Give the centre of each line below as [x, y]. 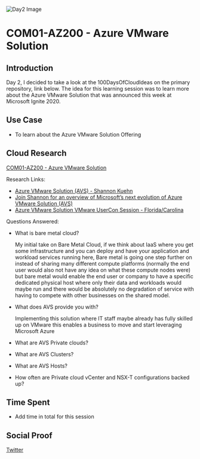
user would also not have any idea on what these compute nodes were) [103, 270]
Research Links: [26, 179]
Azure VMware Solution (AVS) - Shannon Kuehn [74, 190]
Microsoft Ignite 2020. [33, 101]
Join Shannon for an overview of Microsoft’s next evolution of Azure [99, 197]
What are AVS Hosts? [41, 366]
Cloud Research [36, 153]
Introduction [30, 68]
